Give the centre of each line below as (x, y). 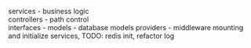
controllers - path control (49, 19)
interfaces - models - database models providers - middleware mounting (126, 27)
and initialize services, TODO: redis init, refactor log (91, 36)
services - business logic (49, 11)
